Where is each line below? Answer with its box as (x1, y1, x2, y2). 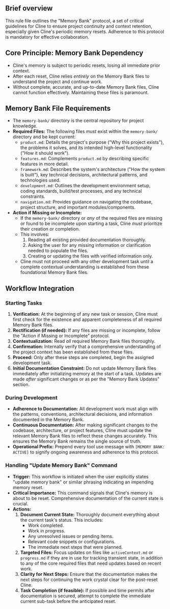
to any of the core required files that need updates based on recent (20, 560, 161, 566)
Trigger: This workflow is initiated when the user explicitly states (12, 473, 149, 479)
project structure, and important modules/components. (20, 204, 136, 211)
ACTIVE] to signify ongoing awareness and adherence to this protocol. (12, 449, 159, 455)
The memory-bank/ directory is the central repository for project (12, 117, 144, 124)
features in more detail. (20, 161, 69, 167)
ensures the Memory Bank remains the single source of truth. (12, 438, 141, 444)
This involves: (20, 232, 49, 238)
